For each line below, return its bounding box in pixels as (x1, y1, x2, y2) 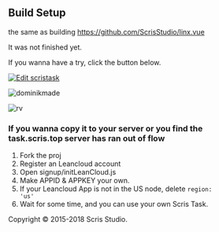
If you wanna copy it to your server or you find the (8, 123, 203, 134)
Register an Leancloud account (19, 159, 121, 168)
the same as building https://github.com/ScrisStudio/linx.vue (8, 27, 205, 36)
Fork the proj (19, 151, 61, 160)
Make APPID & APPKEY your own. (19, 176, 130, 186)
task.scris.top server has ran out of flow (8, 133, 165, 144)
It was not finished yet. (8, 42, 83, 52)
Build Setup (8, 6, 66, 20)
